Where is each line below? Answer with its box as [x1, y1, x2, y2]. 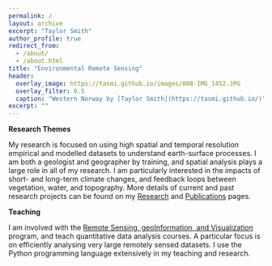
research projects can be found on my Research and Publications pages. [8, 192, 251, 201]
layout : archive [8, 19, 63, 27]
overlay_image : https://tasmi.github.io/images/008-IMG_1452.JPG [15, 79, 241, 87]
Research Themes [8, 125, 71, 134]
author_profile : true [8, 34, 82, 43]
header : [8, 72, 35, 80]
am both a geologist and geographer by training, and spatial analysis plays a [8, 157, 263, 167]
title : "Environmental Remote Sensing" [8, 65, 143, 73]
